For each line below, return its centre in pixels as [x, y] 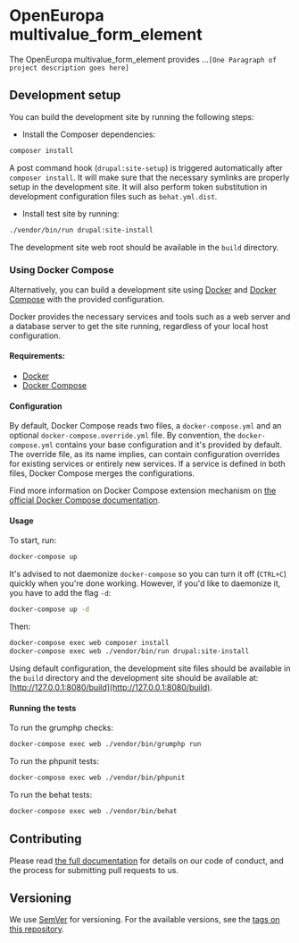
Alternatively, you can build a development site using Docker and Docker [143, 289]
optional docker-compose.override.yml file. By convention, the [123, 436]
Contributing [46, 839]
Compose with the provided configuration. [87, 299]
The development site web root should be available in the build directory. [144, 247]
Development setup [65, 95]
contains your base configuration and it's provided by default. [169, 445]
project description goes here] [69, 68]
